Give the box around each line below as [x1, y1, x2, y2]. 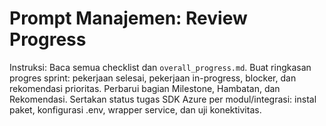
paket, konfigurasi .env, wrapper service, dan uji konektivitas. [9, 103, 262, 116]
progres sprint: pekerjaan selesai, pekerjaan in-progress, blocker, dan [9, 72, 297, 84]
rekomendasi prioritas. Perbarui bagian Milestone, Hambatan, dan [9, 82, 281, 94]
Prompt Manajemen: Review [9, 7, 248, 30]
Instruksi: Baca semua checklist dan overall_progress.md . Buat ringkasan [9, 61, 312, 73]
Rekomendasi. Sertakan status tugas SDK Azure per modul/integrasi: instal [9, 93, 317, 105]
